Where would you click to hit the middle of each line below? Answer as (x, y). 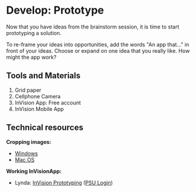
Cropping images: (29, 142)
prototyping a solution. (34, 33)
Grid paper (28, 90)
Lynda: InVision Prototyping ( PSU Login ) (64, 183)
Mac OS (24, 159)
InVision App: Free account (48, 103)
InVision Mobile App (39, 109)
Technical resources (45, 128)
